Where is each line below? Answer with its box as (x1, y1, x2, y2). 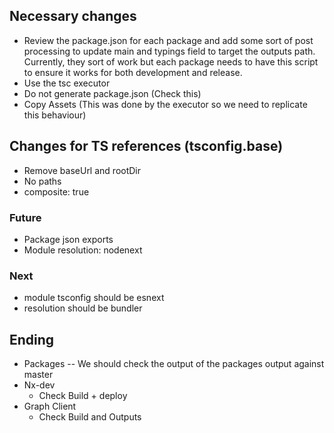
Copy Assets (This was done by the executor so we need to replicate (23, 98, 308, 110)
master (23, 369, 54, 381)
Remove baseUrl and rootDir (23, 164, 142, 176)
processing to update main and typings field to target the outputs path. (23, 45, 316, 57)
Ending (9, 331, 55, 348)
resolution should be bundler (23, 302, 143, 314)
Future (9, 210, 42, 224)
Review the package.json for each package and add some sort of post (23, 34, 314, 46)
